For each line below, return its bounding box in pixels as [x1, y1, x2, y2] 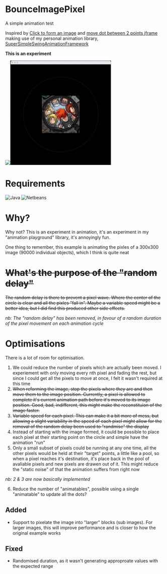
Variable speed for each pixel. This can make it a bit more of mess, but [12, 413, 159, 419]
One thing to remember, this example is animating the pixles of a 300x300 [5, 244, 159, 250]
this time [12, 380, 31, 386]
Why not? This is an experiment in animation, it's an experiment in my [5, 228, 149, 235]
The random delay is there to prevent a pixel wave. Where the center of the [5, 294, 161, 301]
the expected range [12, 563, 54, 569]
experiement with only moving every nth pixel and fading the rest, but [12, 370, 157, 376]
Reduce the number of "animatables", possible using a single [12, 486, 139, 492]
